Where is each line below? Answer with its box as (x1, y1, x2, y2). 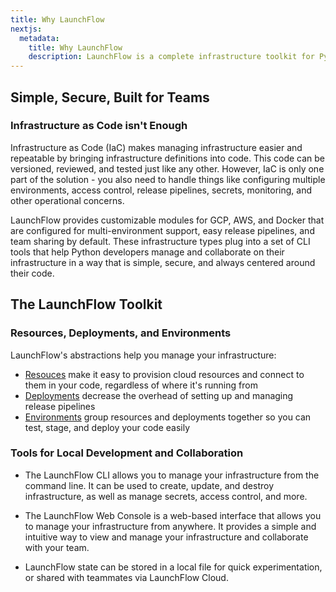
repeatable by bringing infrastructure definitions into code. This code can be (10, 152, 326, 164)
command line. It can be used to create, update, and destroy (24, 479, 275, 491)
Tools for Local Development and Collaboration (10, 446, 244, 460)
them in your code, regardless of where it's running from (24, 379, 258, 391)
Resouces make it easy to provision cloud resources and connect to (24, 368, 305, 380)
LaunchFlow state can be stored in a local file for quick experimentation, (24, 561, 323, 573)
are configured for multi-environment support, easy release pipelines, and (10, 224, 315, 236)
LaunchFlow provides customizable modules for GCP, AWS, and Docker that (10, 214, 325, 226)
